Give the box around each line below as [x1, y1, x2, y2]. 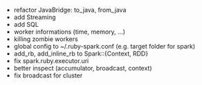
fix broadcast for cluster [13, 71, 83, 80]
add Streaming [13, 13, 57, 21]
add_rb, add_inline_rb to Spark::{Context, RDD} [13, 49, 149, 58]
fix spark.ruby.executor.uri [13, 57, 89, 64]
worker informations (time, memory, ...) [13, 27, 126, 36]
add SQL [13, 21, 39, 28]
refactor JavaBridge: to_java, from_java [13, 6, 127, 14]
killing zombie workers [13, 35, 78, 43]
